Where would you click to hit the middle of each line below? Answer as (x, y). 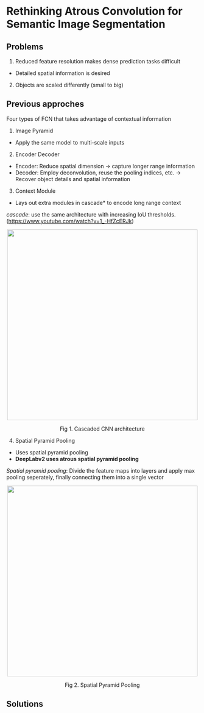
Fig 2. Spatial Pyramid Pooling (102, 685)
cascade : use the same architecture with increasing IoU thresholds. (91, 214)
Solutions (25, 704)
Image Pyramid (34, 131)
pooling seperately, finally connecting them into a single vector (85, 477)
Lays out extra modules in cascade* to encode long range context (98, 202)
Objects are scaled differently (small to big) (69, 85)
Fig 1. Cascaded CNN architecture (102, 429)
